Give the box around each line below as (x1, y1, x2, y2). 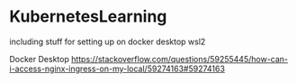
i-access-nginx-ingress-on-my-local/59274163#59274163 (9, 63, 225, 74)
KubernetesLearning (9, 6, 167, 27)
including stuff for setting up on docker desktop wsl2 (9, 36, 206, 47)
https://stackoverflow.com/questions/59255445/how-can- (70, 53, 289, 64)
